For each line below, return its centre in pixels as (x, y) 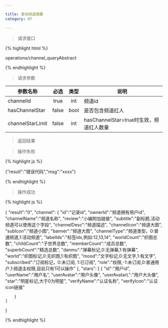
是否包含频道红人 (104, 110)
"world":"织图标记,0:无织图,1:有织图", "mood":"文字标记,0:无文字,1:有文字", (81, 256)
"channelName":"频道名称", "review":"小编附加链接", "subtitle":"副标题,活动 (82, 218)
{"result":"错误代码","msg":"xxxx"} (40, 171)
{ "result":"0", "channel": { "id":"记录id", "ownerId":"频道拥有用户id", (75, 212)
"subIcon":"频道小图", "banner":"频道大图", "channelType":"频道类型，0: (80, 231)
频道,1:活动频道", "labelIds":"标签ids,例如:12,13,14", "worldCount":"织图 (81, 237)
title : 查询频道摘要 (24, 14)
